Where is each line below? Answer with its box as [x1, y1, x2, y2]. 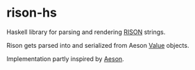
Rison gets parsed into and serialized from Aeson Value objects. [6, 41, 189, 49]
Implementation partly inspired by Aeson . [6, 54, 124, 63]
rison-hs [6, 5, 57, 21]
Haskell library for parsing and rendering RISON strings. [6, 28, 166, 36]
